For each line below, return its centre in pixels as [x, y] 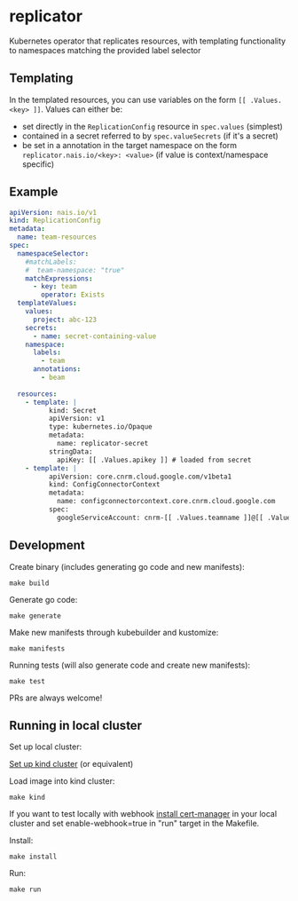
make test [27, 681]
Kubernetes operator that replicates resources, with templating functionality [148, 41]
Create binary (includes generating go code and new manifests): [127, 566]
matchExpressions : [59, 278]
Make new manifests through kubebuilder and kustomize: [114, 632]
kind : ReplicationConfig [55, 221]
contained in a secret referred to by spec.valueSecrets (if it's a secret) [150, 136]
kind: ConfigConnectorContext [105, 485]
